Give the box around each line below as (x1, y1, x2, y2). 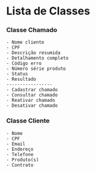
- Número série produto (6, 66, 66, 72)
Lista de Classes (6, 4, 91, 18)
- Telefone (6, 151, 34, 157)
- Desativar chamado (6, 102, 59, 109)
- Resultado (6, 77, 36, 83)
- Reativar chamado (6, 98, 56, 104)
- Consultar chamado (6, 92, 59, 98)
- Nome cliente (6, 39, 45, 46)
